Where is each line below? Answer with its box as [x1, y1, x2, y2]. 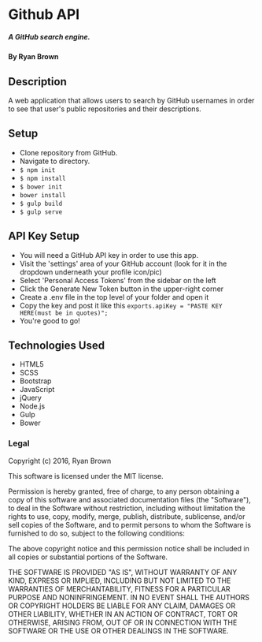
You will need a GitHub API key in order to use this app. [19, 250, 199, 259]
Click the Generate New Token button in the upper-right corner [19, 284, 224, 293]
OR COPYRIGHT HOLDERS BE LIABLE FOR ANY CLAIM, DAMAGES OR [8, 601, 236, 610]
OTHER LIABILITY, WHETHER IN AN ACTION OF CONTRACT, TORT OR [8, 609, 238, 618]
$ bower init [19, 183, 63, 191]
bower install [19, 191, 66, 199]
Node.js [19, 401, 46, 411]
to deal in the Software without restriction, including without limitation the [8, 503, 245, 513]
